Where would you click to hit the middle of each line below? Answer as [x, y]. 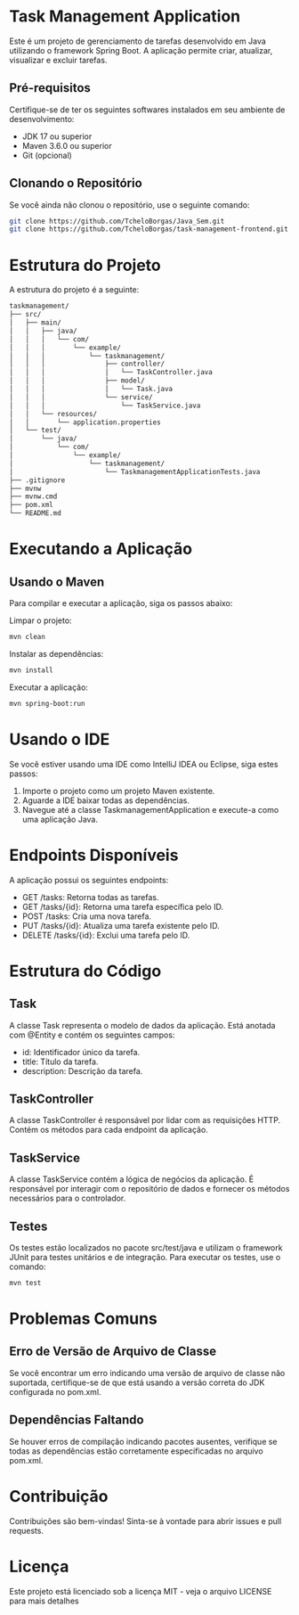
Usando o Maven [57, 582]
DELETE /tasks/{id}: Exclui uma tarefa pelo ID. [106, 935]
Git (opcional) [47, 155]
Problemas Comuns [84, 1319]
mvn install [31, 670]
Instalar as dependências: [57, 653]
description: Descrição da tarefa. [82, 1070]
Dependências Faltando [77, 1420]
